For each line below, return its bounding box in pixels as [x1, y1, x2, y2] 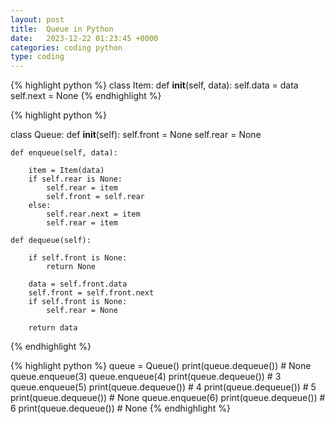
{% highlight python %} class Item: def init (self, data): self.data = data [10, 79, 299, 91]
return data [28, 323, 78, 333]
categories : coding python [10, 42, 123, 53]
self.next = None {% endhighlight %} [10, 90, 162, 102]
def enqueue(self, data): [10, 148, 118, 158]
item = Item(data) [28, 166, 105, 176]
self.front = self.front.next [28, 288, 155, 298]
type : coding [10, 52, 65, 62]
